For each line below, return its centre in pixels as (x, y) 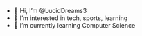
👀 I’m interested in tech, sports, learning (71, 18)
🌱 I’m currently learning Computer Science (74, 25)
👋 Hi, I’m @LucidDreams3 (50, 11)
